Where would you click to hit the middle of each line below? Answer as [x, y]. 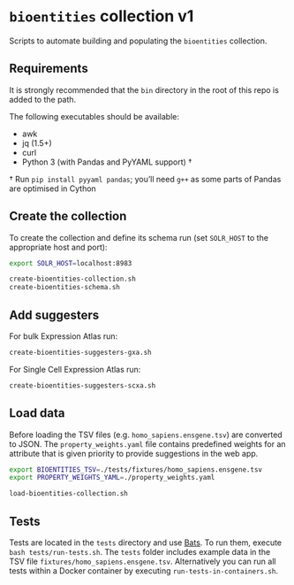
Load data [37, 413]
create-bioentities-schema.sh [65, 288]
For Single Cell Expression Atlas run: [75, 369]
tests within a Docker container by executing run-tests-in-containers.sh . [143, 571]
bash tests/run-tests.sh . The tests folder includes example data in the [140, 552]
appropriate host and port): [58, 247]
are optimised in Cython [53, 189]
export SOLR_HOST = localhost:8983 [71, 263]
